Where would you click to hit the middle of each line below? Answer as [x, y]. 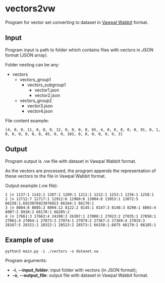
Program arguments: [26, 261]
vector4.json [40, 111]
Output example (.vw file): [32, 186]
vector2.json [47, 95]
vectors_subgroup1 [46, 85]
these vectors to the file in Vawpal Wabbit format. [55, 176]
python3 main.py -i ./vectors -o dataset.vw [52, 251]
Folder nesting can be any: [32, 64]
